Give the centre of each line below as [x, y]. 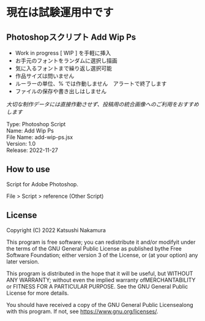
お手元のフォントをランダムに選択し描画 [66, 61]
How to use [28, 169]
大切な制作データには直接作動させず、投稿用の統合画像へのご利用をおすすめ [103, 104]
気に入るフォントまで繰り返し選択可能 [63, 68]
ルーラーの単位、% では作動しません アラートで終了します [91, 84]
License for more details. [38, 293]
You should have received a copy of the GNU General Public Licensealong [100, 304]
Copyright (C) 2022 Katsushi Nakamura [56, 230]
